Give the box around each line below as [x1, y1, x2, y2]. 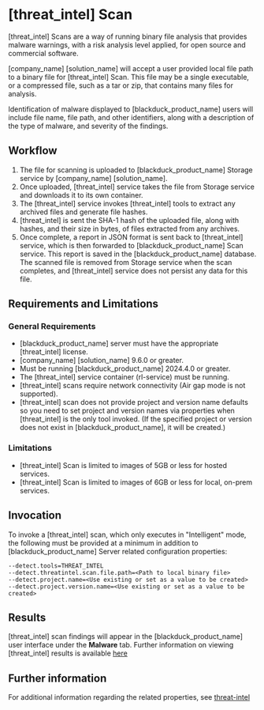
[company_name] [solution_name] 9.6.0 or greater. [19, 356, 184, 365]
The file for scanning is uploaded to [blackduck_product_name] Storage [19, 164, 254, 175]
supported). [19, 389, 58, 398]
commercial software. [8, 48, 79, 58]
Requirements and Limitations [8, 297, 159, 311]
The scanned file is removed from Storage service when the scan [19, 257, 232, 266]
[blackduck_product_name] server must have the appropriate [19, 338, 219, 349]
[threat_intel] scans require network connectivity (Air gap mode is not [19, 381, 246, 391]
